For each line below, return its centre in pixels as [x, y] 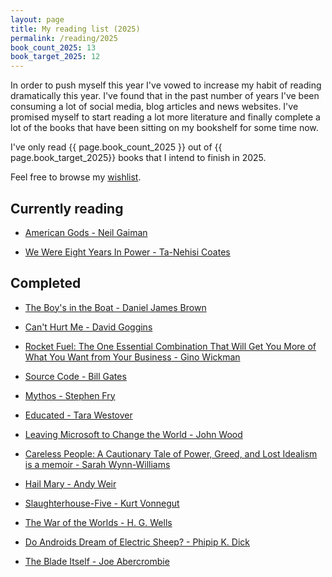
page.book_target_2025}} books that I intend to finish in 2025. [138, 158]
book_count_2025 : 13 [53, 47]
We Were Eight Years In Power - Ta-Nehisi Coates [127, 252]
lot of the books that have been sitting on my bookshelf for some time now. [164, 128]
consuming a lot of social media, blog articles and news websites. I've [154, 107]
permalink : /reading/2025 [64, 38]
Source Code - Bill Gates [75, 376]
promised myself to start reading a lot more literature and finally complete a [165, 117]
